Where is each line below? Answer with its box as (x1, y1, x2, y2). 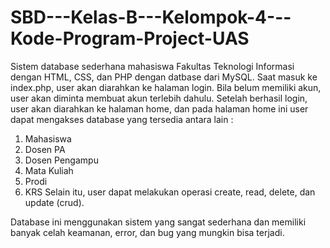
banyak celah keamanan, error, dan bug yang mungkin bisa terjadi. (10, 226, 285, 238)
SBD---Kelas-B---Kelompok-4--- (10, 6, 292, 29)
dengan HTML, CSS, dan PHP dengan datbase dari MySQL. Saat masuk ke (10, 71, 318, 83)
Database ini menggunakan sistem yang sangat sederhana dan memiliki (10, 216, 307, 228)
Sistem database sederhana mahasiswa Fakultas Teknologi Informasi (10, 60, 295, 72)
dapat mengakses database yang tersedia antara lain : (10, 113, 234, 125)
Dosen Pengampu (24, 154, 99, 166)
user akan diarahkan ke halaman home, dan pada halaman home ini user (10, 102, 309, 115)
